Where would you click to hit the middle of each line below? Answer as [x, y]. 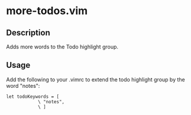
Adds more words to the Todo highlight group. [62, 47]
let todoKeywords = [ [33, 96]
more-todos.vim [47, 11]
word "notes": [23, 86]
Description [28, 33]
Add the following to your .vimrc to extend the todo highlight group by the [96, 79]
